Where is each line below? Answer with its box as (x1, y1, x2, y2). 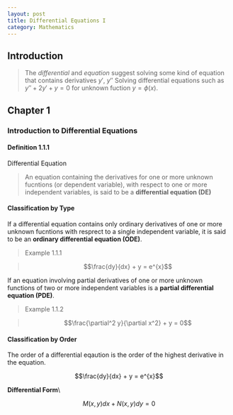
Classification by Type (7, 204, 75, 213)
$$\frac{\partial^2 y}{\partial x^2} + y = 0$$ (63, 319, 193, 327)
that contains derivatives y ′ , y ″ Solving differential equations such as (24, 76, 225, 85)
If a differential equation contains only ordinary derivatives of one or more (7, 219, 223, 228)
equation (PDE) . (7, 291, 55, 299)
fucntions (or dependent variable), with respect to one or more (24, 180, 208, 189)
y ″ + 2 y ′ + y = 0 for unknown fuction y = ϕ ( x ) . (24, 84, 158, 92)
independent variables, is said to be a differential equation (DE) (24, 187, 212, 196)
